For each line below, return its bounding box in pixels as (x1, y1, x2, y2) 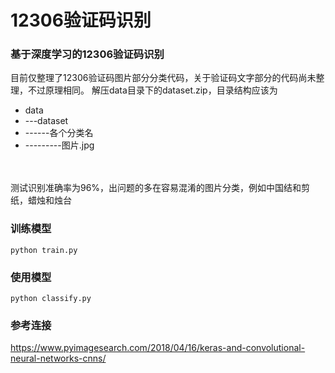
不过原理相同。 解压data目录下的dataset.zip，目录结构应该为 (27, 84, 278, 96)
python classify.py (10, 294, 92, 304)
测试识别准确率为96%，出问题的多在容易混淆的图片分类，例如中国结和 (10, 182, 302, 194)
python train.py (10, 245, 78, 255)
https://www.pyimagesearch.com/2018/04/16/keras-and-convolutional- (10, 342, 306, 354)
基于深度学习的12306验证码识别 (10, 47, 165, 61)
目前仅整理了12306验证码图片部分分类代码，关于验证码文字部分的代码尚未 (10, 72, 317, 84)
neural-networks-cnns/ (10, 352, 107, 365)
